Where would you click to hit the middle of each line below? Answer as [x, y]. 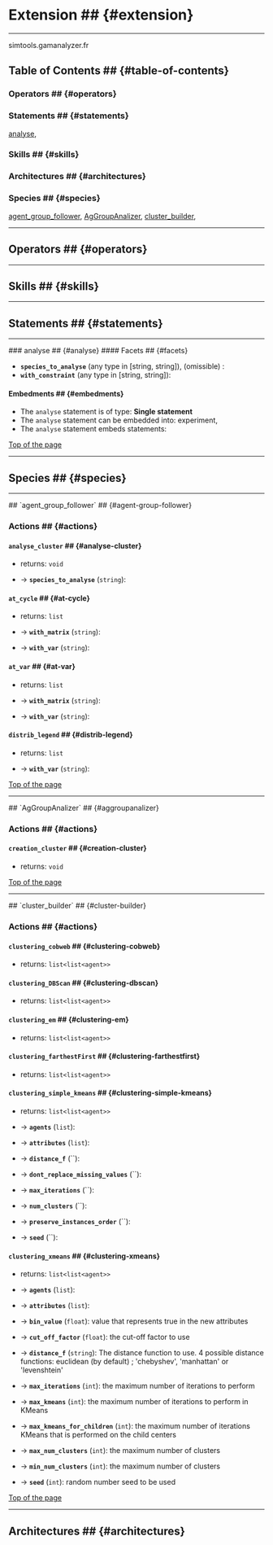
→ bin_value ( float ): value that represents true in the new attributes [134, 1321]
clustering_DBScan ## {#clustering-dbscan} [84, 983]
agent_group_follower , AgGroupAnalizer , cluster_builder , [102, 216]
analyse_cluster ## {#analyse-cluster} [75, 545]
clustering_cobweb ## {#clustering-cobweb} [84, 946]
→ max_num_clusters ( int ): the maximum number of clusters [120, 1451]
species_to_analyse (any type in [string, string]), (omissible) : [122, 366]
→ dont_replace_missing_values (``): [81, 1174]
